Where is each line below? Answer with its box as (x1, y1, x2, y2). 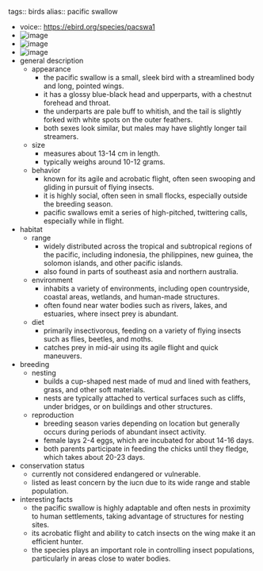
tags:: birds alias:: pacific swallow (8, 7, 118, 16)
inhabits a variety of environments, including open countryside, (43, 284, 250, 293)
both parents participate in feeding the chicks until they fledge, (43, 444, 250, 453)
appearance (31, 64, 71, 74)
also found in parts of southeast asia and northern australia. (43, 267, 239, 276)
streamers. (43, 132, 79, 141)
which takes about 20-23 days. (43, 453, 145, 461)
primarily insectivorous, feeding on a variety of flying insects (43, 326, 242, 335)
